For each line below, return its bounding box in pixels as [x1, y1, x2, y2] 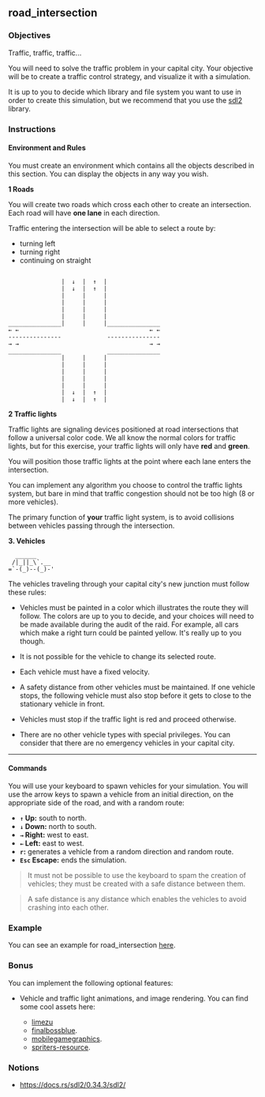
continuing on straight [19, 255, 91, 265]
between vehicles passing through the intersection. [8, 521, 175, 530]
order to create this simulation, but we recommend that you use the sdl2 [8, 95, 243, 105]
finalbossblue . [31, 1025, 77, 1035]
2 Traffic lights [8, 409, 58, 418]
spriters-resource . [31, 1042, 91, 1052]
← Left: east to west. [19, 839, 84, 848]
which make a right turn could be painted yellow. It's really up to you [19, 628, 242, 637]
